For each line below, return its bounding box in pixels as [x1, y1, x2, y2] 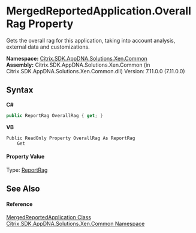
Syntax [6, 85, 34, 95]
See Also [6, 184, 40, 194]
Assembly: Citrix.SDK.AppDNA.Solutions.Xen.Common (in [6, 61, 150, 68]
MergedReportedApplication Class [6, 214, 92, 221]
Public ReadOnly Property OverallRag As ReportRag [6, 135, 135, 141]
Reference [6, 200, 33, 208]
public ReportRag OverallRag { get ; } [6, 112, 103, 118]
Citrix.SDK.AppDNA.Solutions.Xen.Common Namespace [6, 220, 145, 228]
